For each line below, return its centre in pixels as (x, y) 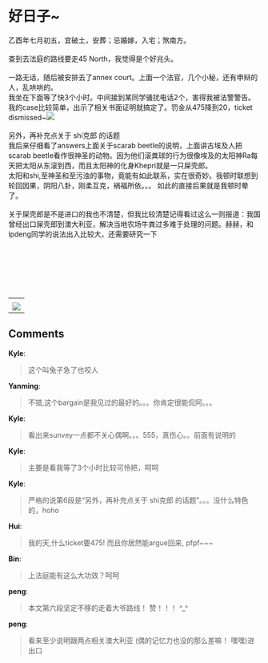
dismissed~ (27, 117)
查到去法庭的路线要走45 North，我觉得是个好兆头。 (93, 59)
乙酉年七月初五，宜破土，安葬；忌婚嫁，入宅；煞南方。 (99, 40)
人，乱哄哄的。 (33, 87)
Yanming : (24, 386)
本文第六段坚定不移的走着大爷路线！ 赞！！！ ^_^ (108, 608)
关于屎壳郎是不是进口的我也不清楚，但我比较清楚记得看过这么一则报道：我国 (134, 214)
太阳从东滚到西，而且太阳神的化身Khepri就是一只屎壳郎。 (117, 165)
